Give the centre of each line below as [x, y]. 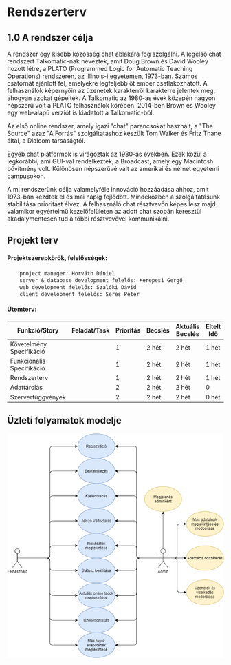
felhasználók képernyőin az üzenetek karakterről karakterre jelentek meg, [111, 91]
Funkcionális [28, 361]
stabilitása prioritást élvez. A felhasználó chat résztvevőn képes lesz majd [112, 204]
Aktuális [187, 327]
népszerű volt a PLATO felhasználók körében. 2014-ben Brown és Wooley [112, 105]
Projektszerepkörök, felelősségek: [57, 258]
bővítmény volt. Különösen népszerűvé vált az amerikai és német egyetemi [113, 169]
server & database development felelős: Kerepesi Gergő [101, 280]
